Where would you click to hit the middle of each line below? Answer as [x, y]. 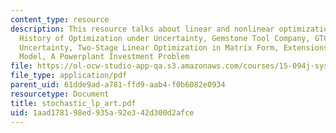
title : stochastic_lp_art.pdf [73, 103]
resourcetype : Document [60, 94]
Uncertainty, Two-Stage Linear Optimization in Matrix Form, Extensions [174, 47]
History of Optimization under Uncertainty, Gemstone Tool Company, [165, 38]
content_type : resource [60, 19]
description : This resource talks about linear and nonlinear [142, 29]
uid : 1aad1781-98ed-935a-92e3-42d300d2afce [102, 112]
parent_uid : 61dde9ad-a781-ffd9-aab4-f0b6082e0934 [118, 85]
